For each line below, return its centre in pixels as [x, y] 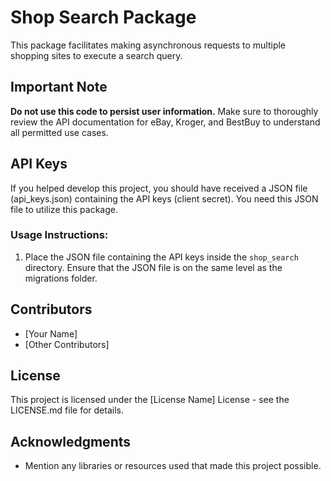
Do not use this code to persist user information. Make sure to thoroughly [164, 111]
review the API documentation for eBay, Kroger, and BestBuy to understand [165, 122]
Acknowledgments [71, 441]
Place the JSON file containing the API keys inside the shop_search [161, 257]
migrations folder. [61, 278]
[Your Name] [51, 333]
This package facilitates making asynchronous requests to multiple [148, 45]
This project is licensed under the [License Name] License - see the [150, 400]
